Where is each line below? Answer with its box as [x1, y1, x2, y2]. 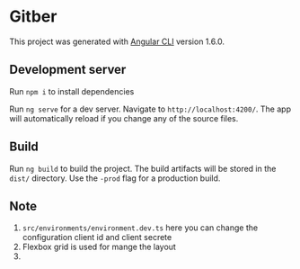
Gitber [9, 6, 57, 27]
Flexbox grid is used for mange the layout [22, 241, 177, 253]
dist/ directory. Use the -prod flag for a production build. [9, 173, 221, 184]
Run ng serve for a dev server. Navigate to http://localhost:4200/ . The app [9, 103, 292, 114]
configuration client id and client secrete [22, 232, 172, 243]
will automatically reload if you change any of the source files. [9, 112, 239, 123]
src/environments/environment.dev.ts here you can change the [22, 222, 259, 233]
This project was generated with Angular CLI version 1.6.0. [9, 36, 225, 47]
